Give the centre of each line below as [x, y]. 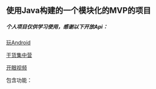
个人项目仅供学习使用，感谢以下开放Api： [57, 27]
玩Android [18, 42]
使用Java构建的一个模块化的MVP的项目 [79, 11]
